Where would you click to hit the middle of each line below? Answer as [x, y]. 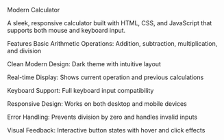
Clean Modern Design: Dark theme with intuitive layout [84, 64]
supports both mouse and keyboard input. [66, 30]
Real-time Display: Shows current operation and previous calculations [105, 77]
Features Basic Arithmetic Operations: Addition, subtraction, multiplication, [112, 43]
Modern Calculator [34, 10]
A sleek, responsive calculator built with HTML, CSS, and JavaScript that [110, 23]
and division [24, 51]
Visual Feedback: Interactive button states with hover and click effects [106, 130]
